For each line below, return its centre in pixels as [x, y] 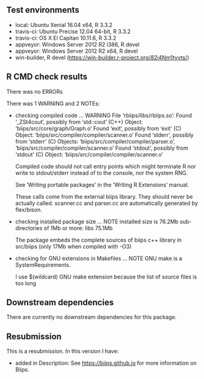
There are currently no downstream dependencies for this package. [92, 317]
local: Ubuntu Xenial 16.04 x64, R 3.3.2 [64, 25]
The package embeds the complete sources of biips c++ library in [98, 240]
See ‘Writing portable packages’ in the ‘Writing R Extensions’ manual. [102, 185]
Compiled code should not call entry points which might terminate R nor [106, 166]
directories [29, 228]
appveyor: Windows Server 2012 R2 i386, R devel [77, 44]
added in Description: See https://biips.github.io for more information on [106, 363]
